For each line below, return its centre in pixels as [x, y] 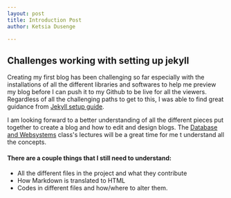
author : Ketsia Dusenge [41, 26]
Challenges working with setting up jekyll [98, 61]
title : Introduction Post [44, 20]
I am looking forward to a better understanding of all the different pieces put [115, 120]
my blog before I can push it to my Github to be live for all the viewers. [107, 92]
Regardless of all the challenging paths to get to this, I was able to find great [115, 99]
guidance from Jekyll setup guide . [56, 107]
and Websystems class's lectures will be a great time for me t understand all [116, 135]
